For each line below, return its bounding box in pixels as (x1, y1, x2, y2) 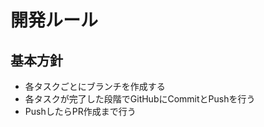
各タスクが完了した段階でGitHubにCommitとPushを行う (24, 93, 256, 105)
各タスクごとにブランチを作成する (24, 81, 166, 92)
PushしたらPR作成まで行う (24, 106, 137, 117)
